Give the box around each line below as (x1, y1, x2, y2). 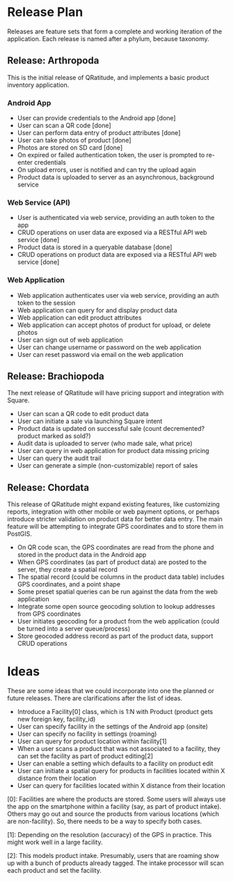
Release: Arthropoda (7, 55, 99, 67)
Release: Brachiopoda (7, 370, 104, 383)
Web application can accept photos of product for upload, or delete (17, 321, 211, 329)
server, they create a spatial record (17, 565, 118, 574)
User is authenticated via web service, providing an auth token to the (17, 214, 215, 222)
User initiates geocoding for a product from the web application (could (17, 617, 220, 626)
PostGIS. (7, 530, 33, 538)
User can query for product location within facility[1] (17, 737, 167, 745)
